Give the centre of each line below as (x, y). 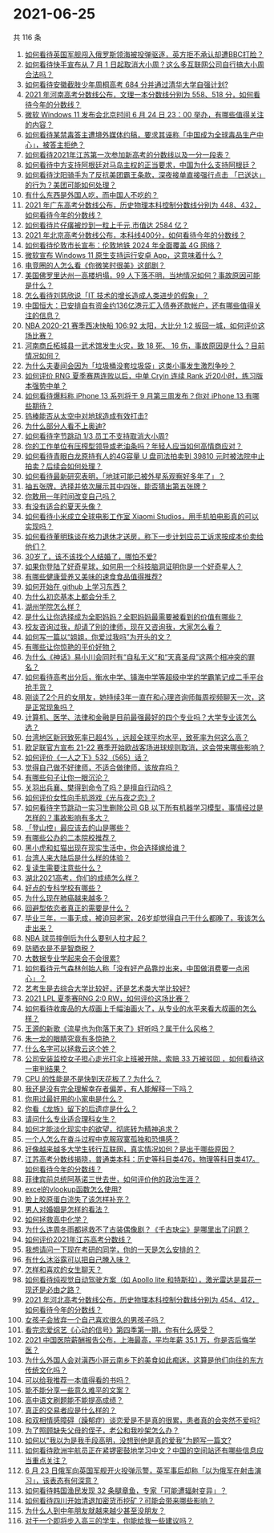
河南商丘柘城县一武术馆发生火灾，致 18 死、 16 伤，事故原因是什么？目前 (145, 345)
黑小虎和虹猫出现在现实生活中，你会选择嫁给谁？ (105, 848)
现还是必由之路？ (53, 1290)
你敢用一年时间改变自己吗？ (71, 496)
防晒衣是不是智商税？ (60, 948)
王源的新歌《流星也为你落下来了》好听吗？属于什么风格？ (119, 1028)
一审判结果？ (46, 1069)
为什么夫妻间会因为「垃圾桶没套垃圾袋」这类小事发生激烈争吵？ (130, 366)
